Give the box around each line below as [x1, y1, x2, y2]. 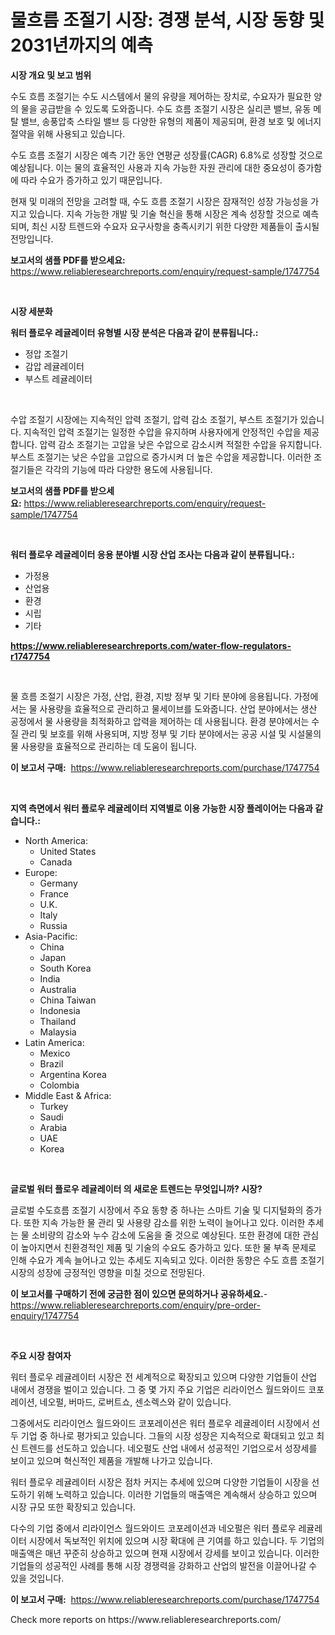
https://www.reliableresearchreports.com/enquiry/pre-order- [10, 1299, 261, 1311]
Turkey [39, 1100, 69, 1112]
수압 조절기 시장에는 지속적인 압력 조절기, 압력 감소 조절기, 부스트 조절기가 [10, 413, 298, 425]
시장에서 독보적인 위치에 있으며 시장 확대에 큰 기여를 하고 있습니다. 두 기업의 [28, 1534, 325, 1546]
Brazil [39, 1057, 64, 1070]
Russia [39, 919, 68, 931]
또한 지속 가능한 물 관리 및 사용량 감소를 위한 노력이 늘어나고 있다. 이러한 [23, 1216, 306, 1228]
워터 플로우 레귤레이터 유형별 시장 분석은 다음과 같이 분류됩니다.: [10, 326, 259, 338]
